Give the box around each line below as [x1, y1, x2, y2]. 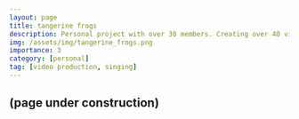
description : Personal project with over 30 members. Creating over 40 [9, 29, 280, 38]
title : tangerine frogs [9, 21, 98, 30]
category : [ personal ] [9, 54, 90, 63]
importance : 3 [9, 46, 62, 55]
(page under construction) [9, 95, 160, 111]
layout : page [9, 12, 58, 22]
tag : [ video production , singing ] [9, 63, 138, 72]
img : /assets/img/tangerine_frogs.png [9, 37, 153, 47]
